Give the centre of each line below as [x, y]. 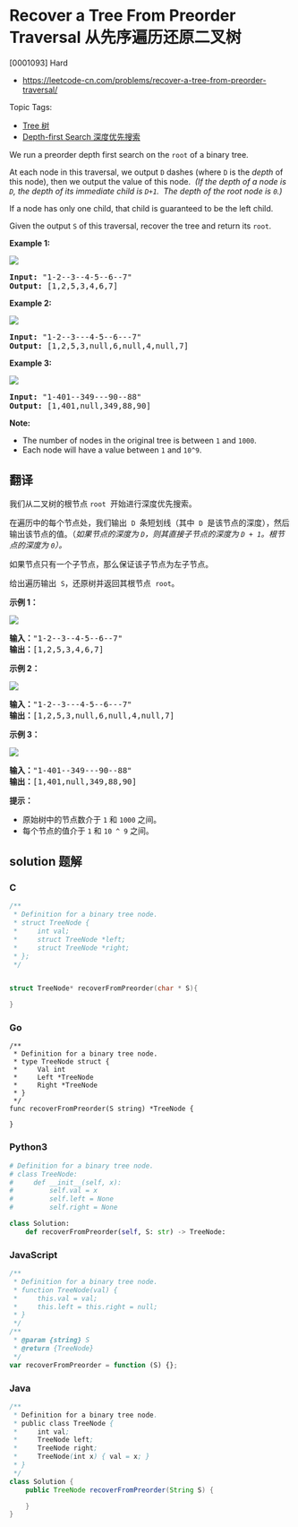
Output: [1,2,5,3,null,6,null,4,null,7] [99, 345]
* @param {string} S [51, 1341]
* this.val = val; [55, 1298]
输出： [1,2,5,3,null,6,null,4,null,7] [92, 715]
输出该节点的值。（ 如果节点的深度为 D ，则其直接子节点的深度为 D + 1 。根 [143, 533]
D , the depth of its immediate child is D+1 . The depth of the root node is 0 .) [146, 191]
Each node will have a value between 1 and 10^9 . [112, 450]
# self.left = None [62, 1199]
